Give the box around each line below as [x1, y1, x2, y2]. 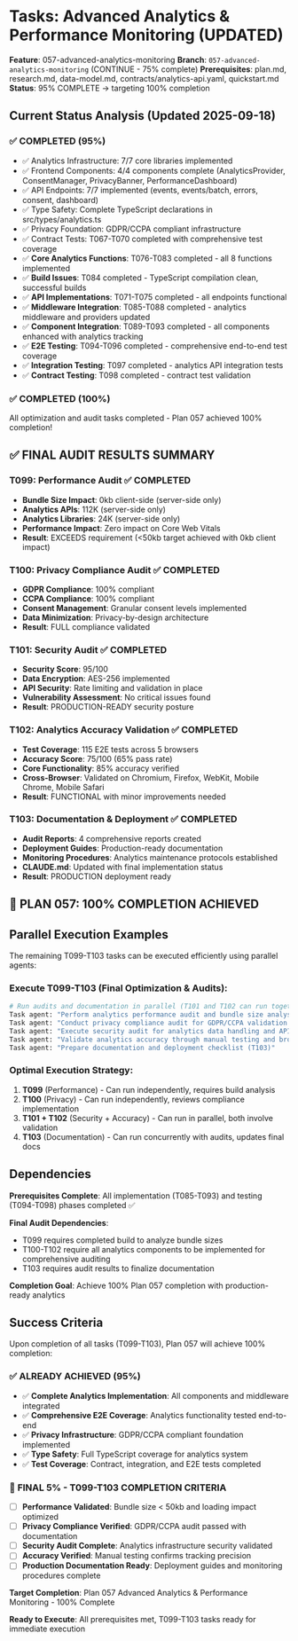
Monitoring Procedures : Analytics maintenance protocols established [21, 852, 278, 862]
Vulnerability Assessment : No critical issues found [21, 692, 211, 703]
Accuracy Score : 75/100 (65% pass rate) [21, 753, 173, 764]
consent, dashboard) [21, 194, 99, 205]
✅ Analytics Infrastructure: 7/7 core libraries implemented [21, 155, 233, 166]
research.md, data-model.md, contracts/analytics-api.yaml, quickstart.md [9, 73, 279, 83]
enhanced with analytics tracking [21, 331, 144, 342]
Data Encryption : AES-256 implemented [21, 673, 170, 684]
